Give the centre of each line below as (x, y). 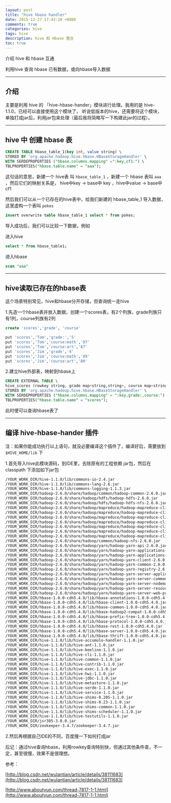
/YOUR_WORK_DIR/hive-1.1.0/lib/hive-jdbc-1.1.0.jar (61, 679)
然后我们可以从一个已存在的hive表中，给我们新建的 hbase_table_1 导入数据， (85, 199)
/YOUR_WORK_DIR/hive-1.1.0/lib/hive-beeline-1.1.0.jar (65, 650)
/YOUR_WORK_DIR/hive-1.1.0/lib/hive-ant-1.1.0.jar (60, 645)
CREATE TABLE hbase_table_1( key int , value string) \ (64, 152)
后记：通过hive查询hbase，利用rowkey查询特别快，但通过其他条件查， (79, 747)
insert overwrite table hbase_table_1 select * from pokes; (70, 215)
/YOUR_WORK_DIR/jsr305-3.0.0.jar (41, 721)
